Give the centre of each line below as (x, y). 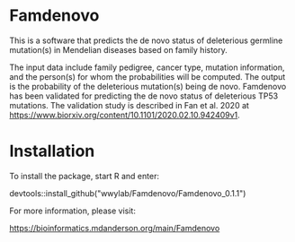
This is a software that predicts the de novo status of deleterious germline (146, 40)
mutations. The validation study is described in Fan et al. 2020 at (130, 105)
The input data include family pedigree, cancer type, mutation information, (147, 67)
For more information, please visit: (73, 211)
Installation (52, 151)
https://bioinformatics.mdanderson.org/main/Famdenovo (115, 228)
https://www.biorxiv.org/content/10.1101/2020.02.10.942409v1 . (125, 115)
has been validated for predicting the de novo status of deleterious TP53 (144, 96)
